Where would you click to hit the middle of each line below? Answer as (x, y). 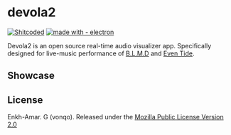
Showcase (31, 76)
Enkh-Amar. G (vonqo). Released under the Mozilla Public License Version (116, 117)
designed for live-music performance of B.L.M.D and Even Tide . (101, 53)
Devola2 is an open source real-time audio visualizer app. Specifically (109, 45)
